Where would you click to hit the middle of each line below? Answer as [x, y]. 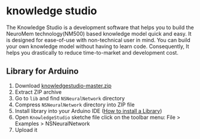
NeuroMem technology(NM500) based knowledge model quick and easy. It [99, 33]
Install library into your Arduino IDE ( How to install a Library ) [88, 110]
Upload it [26, 129]
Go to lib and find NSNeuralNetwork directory [70, 98]
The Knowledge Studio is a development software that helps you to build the [100, 27]
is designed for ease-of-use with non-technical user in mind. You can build [99, 40]
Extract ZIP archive [38, 92]
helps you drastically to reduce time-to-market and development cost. [93, 52]
